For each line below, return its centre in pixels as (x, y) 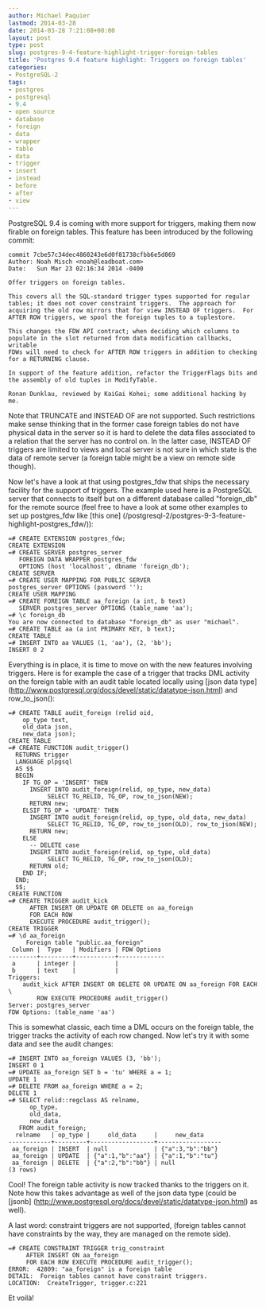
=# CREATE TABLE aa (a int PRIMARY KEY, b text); (92, 629)
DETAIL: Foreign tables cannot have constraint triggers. (108, 1276)
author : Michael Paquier (49, 16)
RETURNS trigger (42, 755)
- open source (32, 112)
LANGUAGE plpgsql (44, 761)
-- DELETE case (54, 845)
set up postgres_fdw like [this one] (65, 515)
